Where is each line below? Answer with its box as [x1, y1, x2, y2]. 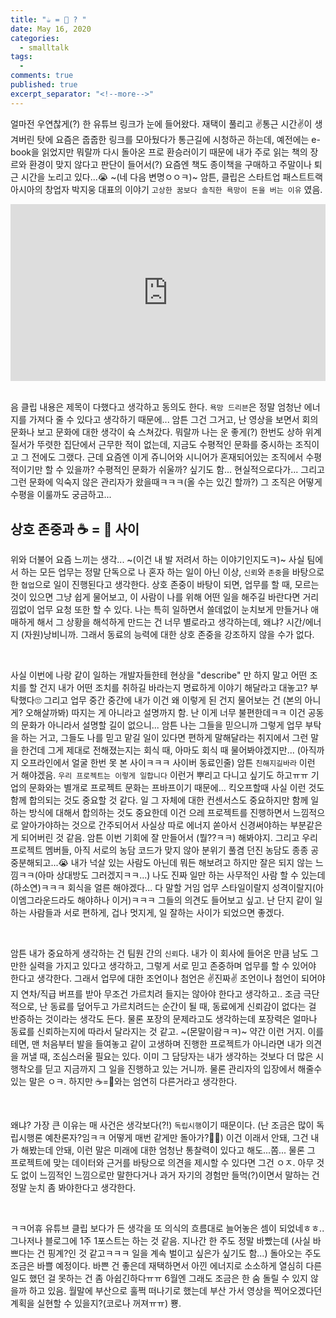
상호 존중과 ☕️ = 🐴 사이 [10, 521, 140, 538]
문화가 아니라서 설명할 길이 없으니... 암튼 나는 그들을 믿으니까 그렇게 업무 [20, 719, 303, 731]
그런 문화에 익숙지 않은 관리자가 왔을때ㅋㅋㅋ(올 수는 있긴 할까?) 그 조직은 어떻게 [10, 476, 323, 488]
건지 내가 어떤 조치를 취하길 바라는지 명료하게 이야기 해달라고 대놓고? [39, 681, 308, 693]
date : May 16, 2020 [10, 24, 92, 34]
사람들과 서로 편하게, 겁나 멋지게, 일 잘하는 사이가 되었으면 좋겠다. [28, 906, 285, 918]
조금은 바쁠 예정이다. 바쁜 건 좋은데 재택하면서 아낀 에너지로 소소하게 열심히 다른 [10, 1259, 323, 1271]
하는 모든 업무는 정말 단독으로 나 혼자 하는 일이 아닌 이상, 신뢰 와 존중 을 [20, 566, 290, 578]
